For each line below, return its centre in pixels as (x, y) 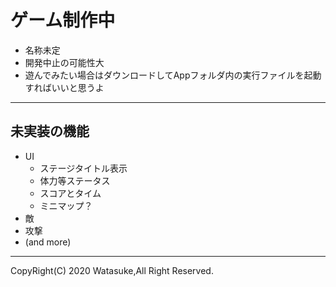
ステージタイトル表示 (83, 168)
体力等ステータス (75, 180)
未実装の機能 (50, 131)
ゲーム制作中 (63, 20)
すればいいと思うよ (64, 87)
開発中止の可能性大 (64, 62)
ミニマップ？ (66, 205)
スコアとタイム (70, 193)
